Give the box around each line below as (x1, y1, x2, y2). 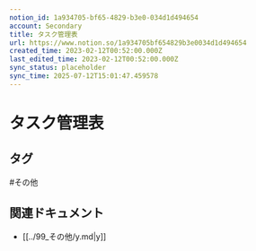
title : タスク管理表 (9, 30, 78, 39)
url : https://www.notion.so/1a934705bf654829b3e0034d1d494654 (9, 38, 247, 48)
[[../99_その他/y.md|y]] (22, 230, 107, 242)
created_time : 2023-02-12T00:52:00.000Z (9, 47, 163, 56)
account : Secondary (9, 22, 83, 30)
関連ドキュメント (9, 205, 104, 221)
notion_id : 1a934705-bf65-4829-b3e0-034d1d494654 (9, 13, 199, 22)
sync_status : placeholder (9, 64, 106, 73)
